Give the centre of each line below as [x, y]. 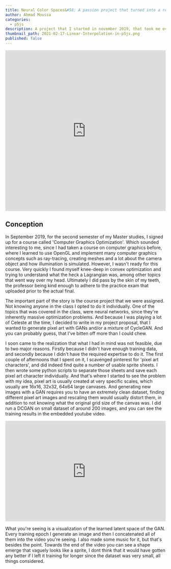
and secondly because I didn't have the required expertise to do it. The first [84, 354]
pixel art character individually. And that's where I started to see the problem [85, 376]
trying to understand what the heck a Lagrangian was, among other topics [83, 275]
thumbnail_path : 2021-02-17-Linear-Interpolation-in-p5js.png [73, 34]
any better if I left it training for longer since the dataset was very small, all [83, 555]
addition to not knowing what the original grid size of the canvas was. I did [83, 403]
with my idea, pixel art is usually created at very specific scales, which [79, 381]
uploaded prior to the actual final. [40, 291]
